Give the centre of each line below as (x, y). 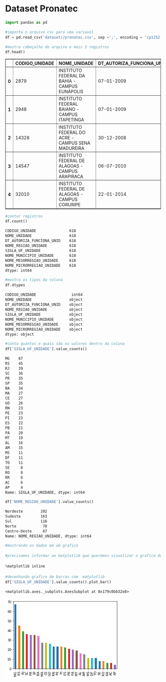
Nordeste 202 (26, 511)
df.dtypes (15, 285)
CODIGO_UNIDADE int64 (44, 295)
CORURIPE (70, 205)
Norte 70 (26, 526)
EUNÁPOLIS (71, 92)
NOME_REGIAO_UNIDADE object (44, 310)
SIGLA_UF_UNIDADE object (44, 315)
